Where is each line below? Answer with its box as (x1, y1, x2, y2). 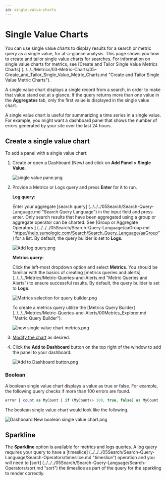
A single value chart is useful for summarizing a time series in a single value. (5, 112, 161, 118)
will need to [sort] (5, 460, 41, 466)
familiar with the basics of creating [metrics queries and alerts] (12, 270, 141, 276)
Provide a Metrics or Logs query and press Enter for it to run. (12, 185, 137, 191)
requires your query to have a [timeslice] (5, 449, 88, 455)
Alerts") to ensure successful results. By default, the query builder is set (12, 280, 160, 286)
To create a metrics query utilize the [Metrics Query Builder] (12, 304, 135, 311)
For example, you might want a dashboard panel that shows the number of (5, 117, 158, 123)
